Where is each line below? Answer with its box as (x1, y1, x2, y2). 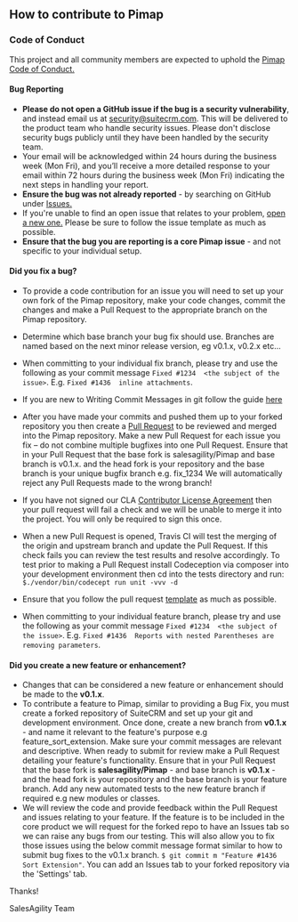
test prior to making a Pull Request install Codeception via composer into (21, 560, 289, 570)
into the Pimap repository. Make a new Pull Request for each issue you (21, 431, 281, 441)
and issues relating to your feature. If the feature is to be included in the (21, 812, 285, 822)
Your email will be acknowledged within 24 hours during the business (21, 150, 278, 161)
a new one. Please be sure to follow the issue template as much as (21, 217, 267, 228)
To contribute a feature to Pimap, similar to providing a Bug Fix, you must (21, 699, 290, 709)
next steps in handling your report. (21, 179, 149, 190)
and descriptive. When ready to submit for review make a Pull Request (21, 746, 280, 756)
